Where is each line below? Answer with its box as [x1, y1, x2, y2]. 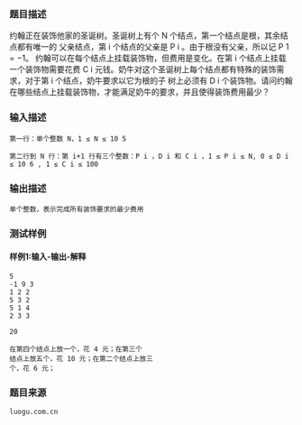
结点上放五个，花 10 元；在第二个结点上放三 [9, 355, 153, 364]
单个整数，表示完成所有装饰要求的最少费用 [9, 205, 144, 214]
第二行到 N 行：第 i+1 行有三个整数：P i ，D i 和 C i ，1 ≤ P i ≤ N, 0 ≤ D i [9, 152, 289, 161]
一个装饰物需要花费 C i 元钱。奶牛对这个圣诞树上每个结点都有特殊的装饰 [9, 64, 277, 75]
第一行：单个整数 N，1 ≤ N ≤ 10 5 [9, 134, 127, 143]
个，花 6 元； [9, 364, 56, 374]
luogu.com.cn [9, 408, 59, 417]
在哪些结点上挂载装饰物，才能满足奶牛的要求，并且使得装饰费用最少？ [9, 87, 270, 97]
